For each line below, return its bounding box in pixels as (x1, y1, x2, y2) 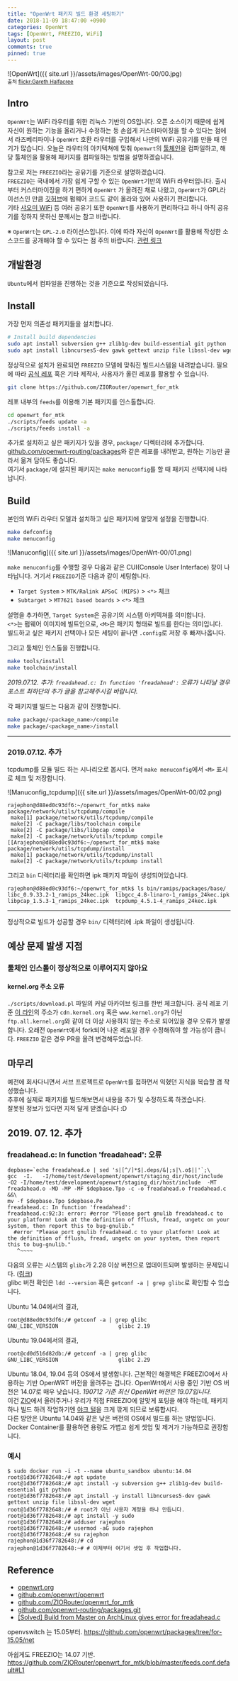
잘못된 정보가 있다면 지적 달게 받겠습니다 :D (7, 1104, 127, 1113)
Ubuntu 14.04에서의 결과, (7, 1302, 79, 1311)
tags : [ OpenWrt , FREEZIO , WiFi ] (7, 30, 103, 38)
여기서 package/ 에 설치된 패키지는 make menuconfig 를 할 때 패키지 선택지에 (7, 465, 215, 474)
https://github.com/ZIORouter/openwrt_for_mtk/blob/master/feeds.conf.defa (7, 1658, 230, 1667)
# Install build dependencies (7, 334, 97, 341)
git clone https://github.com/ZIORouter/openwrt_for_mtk (7, 384, 179, 391)
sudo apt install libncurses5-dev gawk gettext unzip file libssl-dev (7, 347, 220, 355)
